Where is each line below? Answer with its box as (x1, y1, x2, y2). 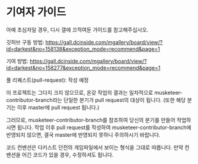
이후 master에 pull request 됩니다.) (17, 104, 100, 111)
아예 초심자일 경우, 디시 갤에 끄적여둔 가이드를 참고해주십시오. (6, 26, 149, 33)
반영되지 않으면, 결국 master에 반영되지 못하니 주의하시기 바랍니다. (6, 131, 161, 138)
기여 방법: (6, 57, 28, 65)
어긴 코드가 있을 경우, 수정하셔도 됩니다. (21, 151, 114, 158)
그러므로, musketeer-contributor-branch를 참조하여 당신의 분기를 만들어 (6, 116, 176, 123)
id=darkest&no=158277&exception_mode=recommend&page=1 (6, 64, 161, 71)
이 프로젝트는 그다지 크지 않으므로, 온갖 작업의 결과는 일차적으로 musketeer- (6, 89, 183, 96)
